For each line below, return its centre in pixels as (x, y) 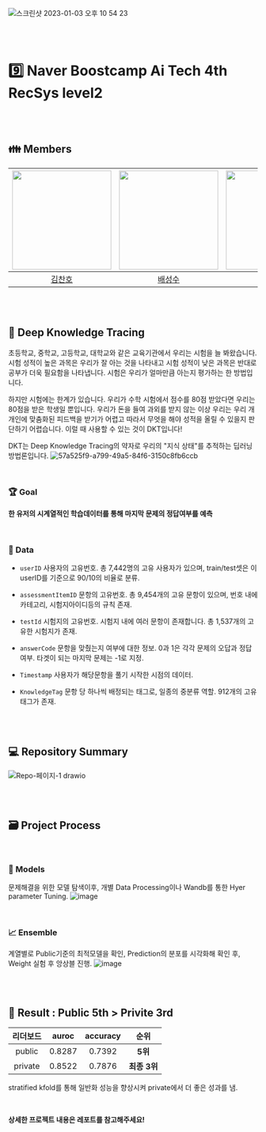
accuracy (103, 1036)
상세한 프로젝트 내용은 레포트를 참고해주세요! (76, 1120)
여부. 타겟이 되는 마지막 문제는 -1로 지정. (82, 658)
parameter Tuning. (38, 896)
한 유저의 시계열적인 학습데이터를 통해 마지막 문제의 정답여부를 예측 (110, 513)
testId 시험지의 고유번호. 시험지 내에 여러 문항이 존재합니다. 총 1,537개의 (133, 622)
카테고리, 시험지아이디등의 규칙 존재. (76, 604)
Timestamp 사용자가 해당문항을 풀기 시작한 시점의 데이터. (106, 675)
